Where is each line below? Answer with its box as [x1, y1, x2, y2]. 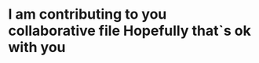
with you [8, 39, 66, 56]
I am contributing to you [8, 5, 167, 23]
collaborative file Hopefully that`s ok [8, 22, 251, 40]
